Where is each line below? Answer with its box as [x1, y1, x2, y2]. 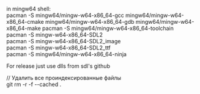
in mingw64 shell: [6, 5, 51, 12]
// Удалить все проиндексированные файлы [6, 74, 121, 81]
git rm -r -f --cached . [6, 81, 62, 88]
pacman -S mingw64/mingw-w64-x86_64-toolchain [42, 24, 174, 32]
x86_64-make [6, 24, 41, 32]
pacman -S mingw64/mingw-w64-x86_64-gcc [6, 12, 124, 19]
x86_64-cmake [6, 18, 44, 25]
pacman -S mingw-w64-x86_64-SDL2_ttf [6, 44, 111, 51]
